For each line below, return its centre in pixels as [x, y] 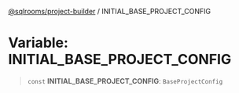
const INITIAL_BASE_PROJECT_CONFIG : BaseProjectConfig [125, 80]
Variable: [39, 43]
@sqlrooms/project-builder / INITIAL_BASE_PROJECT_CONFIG [109, 11]
